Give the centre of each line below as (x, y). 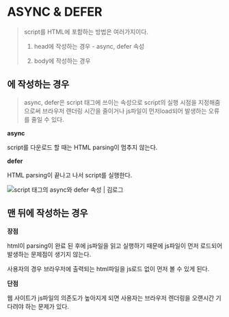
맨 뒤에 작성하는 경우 (48, 213)
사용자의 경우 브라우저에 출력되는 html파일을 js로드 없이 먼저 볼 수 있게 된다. (108, 268)
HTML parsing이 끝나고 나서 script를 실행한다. (70, 175)
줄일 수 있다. (48, 119)
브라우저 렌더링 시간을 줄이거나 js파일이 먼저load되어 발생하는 (124, 111)
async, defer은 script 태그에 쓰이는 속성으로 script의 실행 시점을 (110, 102)
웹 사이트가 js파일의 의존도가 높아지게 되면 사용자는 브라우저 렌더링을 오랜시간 (111, 298)
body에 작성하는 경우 (62, 61)
